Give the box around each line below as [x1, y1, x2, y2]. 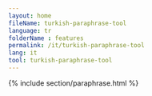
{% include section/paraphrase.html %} [8, 78, 139, 88]
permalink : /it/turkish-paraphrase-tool [8, 42, 146, 50]
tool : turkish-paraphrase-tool [8, 57, 113, 65]
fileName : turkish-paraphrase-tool [8, 19, 127, 27]
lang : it [8, 49, 38, 57]
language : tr [8, 26, 52, 34]
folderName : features [8, 34, 84, 42]
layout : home [8, 11, 52, 20]
